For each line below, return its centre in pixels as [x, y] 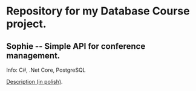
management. [33, 55]
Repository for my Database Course [98, 11]
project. [26, 24]
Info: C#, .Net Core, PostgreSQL [46, 70]
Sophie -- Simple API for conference [76, 46]
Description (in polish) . [34, 82]
